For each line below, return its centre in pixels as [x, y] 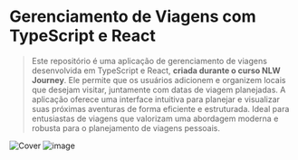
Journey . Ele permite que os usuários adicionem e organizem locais [159, 80]
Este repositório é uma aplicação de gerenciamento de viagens [149, 61]
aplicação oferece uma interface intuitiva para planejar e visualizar [156, 99]
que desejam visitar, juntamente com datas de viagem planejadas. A [159, 89]
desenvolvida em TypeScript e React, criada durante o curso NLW [156, 71]
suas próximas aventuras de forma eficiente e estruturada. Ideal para [160, 108]
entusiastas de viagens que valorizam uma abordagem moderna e [155, 118]
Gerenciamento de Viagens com [133, 17]
